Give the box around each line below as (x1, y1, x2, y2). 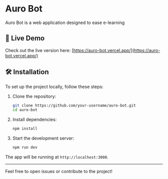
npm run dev (12, 145, 37, 150)
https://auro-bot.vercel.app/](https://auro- (73, 47, 160, 53)
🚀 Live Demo (5, 34, 45, 42)
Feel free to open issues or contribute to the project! (5, 168, 112, 174)
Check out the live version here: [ (5, 47, 74, 53)
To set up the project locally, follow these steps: (5, 83, 104, 89)
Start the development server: (12, 135, 74, 141)
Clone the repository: (12, 93, 56, 99)
